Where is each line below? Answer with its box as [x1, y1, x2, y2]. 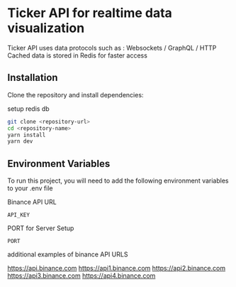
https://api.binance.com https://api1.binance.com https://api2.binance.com [7, 264, 225, 273]
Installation [7, 72, 58, 84]
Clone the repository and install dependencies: [7, 90, 144, 99]
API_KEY [7, 212, 30, 219]
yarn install [7, 131, 46, 139]
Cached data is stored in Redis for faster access [7, 51, 147, 60]
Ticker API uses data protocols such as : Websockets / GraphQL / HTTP [7, 43, 217, 52]
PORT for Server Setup [7, 224, 74, 232]
